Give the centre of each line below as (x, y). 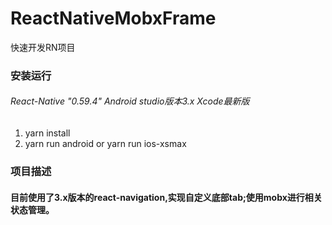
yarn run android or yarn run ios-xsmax (105, 144)
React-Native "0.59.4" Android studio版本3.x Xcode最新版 (130, 101)
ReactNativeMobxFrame (113, 18)
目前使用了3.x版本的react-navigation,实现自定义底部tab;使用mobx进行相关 (166, 197)
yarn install (47, 133)
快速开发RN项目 (43, 47)
